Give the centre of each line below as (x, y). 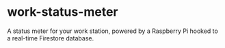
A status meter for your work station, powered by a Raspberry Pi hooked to (113, 31)
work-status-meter (63, 12)
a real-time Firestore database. (51, 38)
